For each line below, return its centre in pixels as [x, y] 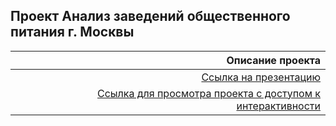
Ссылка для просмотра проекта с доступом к [209, 93]
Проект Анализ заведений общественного [150, 16]
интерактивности [278, 106]
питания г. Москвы [72, 32]
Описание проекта [273, 60]
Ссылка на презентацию [261, 77]
